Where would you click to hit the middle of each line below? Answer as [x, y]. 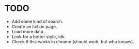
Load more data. [28, 31]
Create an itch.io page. [34, 26]
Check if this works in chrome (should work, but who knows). [73, 41]
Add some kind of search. [37, 21]
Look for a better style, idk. [39, 37]
